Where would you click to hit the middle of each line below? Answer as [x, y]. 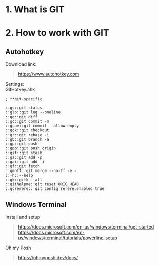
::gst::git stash [24, 153]
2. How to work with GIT [57, 33]
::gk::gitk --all [24, 180]
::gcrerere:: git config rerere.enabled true [55, 189]
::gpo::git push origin [31, 148]
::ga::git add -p [24, 158]
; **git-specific [24, 99]
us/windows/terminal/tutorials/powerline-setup [67, 238]
